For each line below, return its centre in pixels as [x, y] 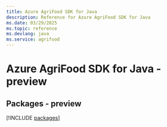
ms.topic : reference [32, 28]
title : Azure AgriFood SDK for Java [52, 12]
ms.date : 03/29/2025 [32, 23]
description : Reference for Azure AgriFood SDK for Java [78, 17]
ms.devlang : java [28, 34]
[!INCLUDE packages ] [33, 118]
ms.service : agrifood [33, 39]
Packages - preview [44, 103]
